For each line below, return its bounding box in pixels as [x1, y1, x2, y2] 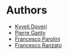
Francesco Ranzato [14, 42, 62, 49]
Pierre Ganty [14, 29, 46, 36]
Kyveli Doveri [14, 23, 47, 30]
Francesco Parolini [14, 35, 60, 42]
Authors [6, 4, 47, 17]
